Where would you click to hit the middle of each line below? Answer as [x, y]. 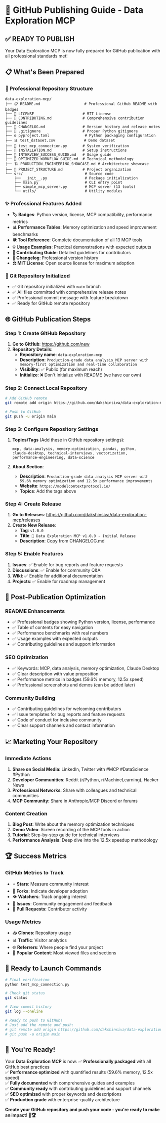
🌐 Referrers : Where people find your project [58, 947]
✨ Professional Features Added [43, 203]
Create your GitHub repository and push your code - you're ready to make [83, 1110]
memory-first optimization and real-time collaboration [78, 364]
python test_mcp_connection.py [37, 984]
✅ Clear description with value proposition [55, 674]
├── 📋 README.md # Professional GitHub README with [81, 104]
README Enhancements [35, 611]
